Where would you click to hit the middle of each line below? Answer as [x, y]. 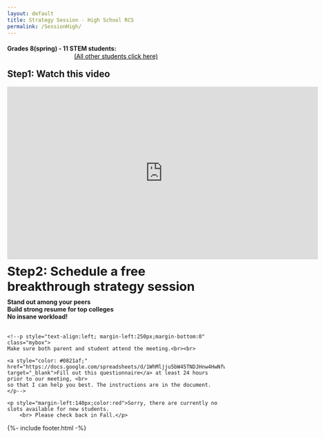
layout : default [30, 13]
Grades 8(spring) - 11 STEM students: [62, 48]
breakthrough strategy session [101, 286]
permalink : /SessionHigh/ [44, 26]
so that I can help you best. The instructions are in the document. [109, 385]
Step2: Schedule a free [77, 272]
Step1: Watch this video [59, 74]
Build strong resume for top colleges [60, 310]
